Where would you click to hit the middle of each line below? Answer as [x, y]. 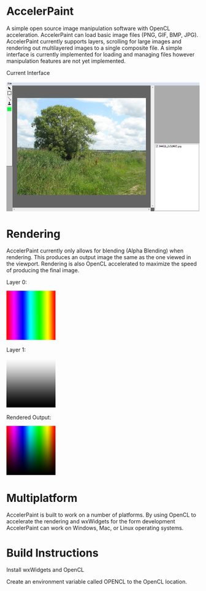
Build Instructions [53, 553]
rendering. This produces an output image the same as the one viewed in [99, 257]
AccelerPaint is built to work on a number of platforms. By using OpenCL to [101, 515]
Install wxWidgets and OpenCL [45, 570]
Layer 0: [17, 282]
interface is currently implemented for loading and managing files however [101, 54]
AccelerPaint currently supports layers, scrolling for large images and [94, 41]
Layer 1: [16, 350]
